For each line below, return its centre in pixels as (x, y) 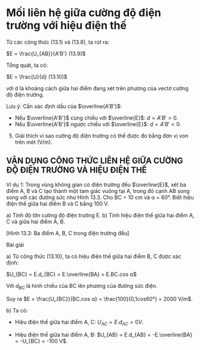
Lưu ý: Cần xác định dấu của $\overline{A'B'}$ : (64, 106)
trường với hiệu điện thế (67, 25)
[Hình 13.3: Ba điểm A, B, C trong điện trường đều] (68, 233)
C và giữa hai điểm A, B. (36, 222)
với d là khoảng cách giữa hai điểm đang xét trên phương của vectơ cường (98, 88)
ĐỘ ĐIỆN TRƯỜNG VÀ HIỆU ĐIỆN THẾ (77, 170)
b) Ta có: (17, 310)
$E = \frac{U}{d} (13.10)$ (37, 76)
